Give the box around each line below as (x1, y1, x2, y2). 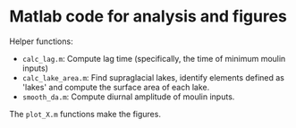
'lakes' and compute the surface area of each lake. (21, 81, 210, 92)
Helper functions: (9, 36, 73, 47)
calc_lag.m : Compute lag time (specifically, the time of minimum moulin (21, 53, 286, 64)
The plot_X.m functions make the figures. (9, 108, 161, 119)
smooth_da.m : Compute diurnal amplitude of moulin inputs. (21, 91, 235, 102)
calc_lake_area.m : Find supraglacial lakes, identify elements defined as (21, 72, 284, 82)
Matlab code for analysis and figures (9, 6, 288, 27)
